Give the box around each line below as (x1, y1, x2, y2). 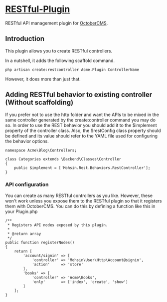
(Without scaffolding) (5, 98, 74, 107)
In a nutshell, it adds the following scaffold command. (5, 57, 115, 63)
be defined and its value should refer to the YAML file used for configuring (5, 132, 158, 138)
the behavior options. (5, 138, 49, 144)
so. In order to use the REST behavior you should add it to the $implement (5, 122, 157, 128)
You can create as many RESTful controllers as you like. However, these (5, 192, 153, 198)
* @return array (7, 231, 41, 236)
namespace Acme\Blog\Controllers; (5, 147, 77, 153)
